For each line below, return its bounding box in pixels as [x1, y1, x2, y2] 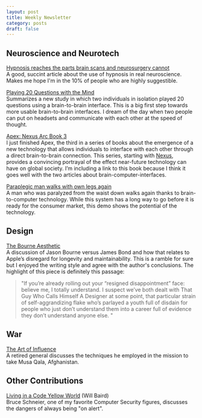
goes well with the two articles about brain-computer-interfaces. [6, 171, 167, 178]
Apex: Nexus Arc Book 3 [6, 132, 68, 140]
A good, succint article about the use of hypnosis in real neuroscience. [6, 71, 182, 78]
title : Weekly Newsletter [6, 15, 71, 21]
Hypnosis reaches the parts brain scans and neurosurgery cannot [6, 64, 170, 71]
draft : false [6, 25, 39, 32]
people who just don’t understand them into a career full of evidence [21, 305, 192, 312]
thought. [6, 121, 28, 128]
